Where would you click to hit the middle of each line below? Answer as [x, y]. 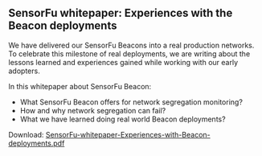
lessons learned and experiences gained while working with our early [123, 62]
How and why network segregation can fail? [93, 110]
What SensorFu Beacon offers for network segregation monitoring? [131, 102]
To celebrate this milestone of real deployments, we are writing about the [129, 53]
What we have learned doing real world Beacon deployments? [123, 119]
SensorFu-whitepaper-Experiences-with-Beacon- [128, 134]
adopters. [24, 71]
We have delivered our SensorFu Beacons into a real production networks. [131, 45]
